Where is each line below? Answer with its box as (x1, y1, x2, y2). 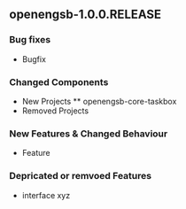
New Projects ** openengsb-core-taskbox (21, 96, 177, 106)
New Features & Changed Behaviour (9, 128, 168, 140)
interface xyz (21, 190, 71, 200)
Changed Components (9, 75, 109, 88)
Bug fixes (9, 34, 51, 46)
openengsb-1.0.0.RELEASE (9, 7, 162, 22)
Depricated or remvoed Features (9, 170, 152, 182)
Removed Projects (21, 105, 89, 116)
